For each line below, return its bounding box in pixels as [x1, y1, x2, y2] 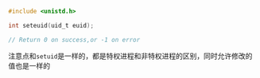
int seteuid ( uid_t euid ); [8, 21, 94, 29]
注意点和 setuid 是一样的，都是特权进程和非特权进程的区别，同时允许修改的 [8, 51, 253, 61]
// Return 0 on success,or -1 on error [8, 35, 141, 43]
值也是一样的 [8, 61, 50, 70]
